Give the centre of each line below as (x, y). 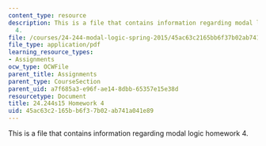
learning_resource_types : (51, 52)
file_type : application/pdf (55, 45)
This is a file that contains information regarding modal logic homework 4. (128, 133)
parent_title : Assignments (53, 74)
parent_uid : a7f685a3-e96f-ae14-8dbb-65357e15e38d (93, 89)
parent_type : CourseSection (55, 81)
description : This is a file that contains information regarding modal (131, 23)
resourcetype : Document (47, 96)
